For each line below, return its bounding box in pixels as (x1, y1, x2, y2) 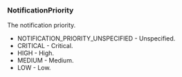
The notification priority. (7, 21, 76, 30)
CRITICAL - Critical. (17, 42, 73, 50)
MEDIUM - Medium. (17, 56, 74, 65)
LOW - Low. (17, 64, 51, 72)
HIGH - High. (17, 49, 54, 57)
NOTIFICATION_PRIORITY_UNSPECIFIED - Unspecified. (17, 34, 176, 43)
